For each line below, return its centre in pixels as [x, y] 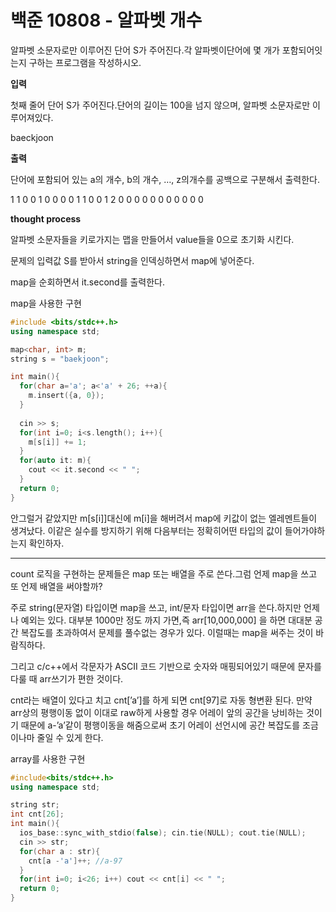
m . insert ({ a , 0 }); [66, 396]
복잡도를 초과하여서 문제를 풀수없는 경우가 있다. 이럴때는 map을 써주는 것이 [167, 632]
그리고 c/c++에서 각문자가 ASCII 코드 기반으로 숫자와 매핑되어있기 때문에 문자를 [166, 666]
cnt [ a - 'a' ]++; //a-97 [75, 861]
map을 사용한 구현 [46, 303]
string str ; [35, 805]
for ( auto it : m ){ [55, 461]
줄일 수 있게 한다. [70, 737]
